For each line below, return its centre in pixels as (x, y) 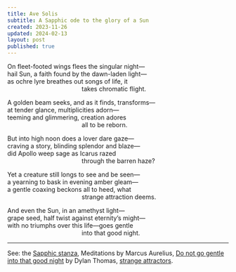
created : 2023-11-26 (38, 27)
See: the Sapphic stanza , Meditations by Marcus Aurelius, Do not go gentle (116, 253)
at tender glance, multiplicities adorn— (63, 110)
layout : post (26, 40)
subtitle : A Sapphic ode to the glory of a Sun (78, 20)
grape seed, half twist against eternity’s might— (77, 218)
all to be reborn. (105, 125)
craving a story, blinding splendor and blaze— (74, 146)
